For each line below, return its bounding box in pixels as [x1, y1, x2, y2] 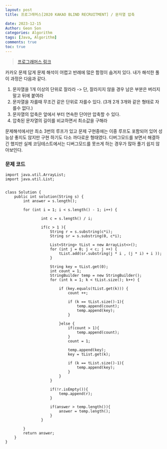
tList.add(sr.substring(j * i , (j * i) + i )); [58, 251, 162, 256]
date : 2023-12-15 [5, 21, 41, 26]
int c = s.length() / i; [40, 216, 93, 221]
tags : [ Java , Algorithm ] [5, 35, 57, 40]
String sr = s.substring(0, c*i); [49, 234, 122, 239]
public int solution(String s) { [14, 194, 84, 199]
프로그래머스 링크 [17, 59, 51, 65]
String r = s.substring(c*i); [49, 229, 113, 234]
